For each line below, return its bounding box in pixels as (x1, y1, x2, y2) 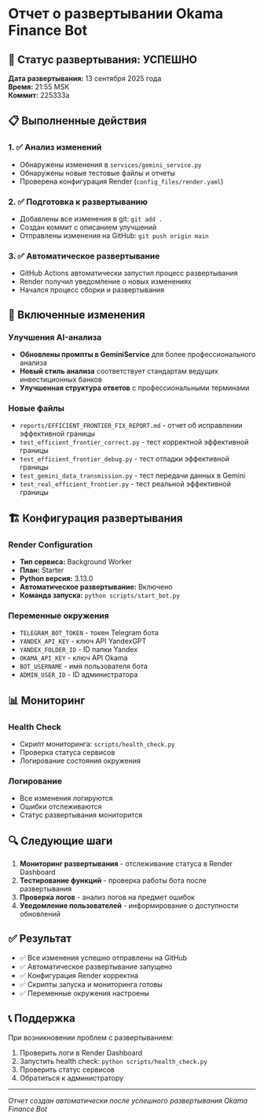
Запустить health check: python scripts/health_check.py (19, 1056, 208, 1066)
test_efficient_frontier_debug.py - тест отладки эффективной (19, 454, 229, 463)
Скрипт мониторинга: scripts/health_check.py (19, 739, 175, 749)
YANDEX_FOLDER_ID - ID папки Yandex (19, 645, 138, 654)
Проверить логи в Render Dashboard (19, 1047, 143, 1057)
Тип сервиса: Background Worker (19, 556, 132, 566)
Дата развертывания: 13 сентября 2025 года (8, 74, 162, 83)
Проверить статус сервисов (19, 1065, 115, 1074)
